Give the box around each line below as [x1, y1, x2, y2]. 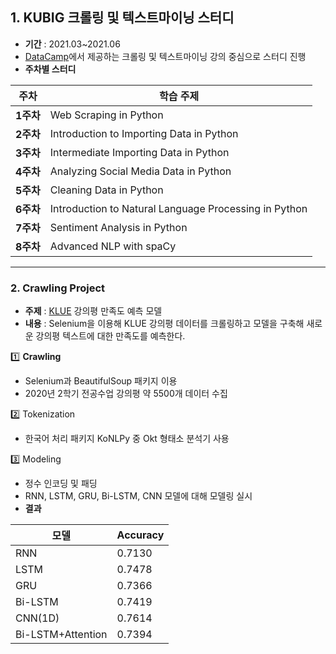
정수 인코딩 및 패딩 [24, 478, 98, 490]
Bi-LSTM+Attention [15, 628, 108, 642]
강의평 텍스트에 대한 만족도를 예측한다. [35, 330, 186, 342]
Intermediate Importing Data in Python [49, 145, 230, 159]
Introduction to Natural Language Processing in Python [49, 201, 308, 215]
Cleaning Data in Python [49, 183, 164, 197]
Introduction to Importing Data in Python [49, 126, 239, 140]
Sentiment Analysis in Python [49, 220, 188, 234]
